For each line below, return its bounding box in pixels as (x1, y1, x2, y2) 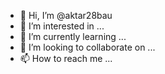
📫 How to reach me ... (19, 53, 113, 64)
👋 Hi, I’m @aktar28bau (19, 10, 113, 21)
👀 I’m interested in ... (19, 20, 105, 32)
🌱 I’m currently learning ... (19, 31, 127, 42)
